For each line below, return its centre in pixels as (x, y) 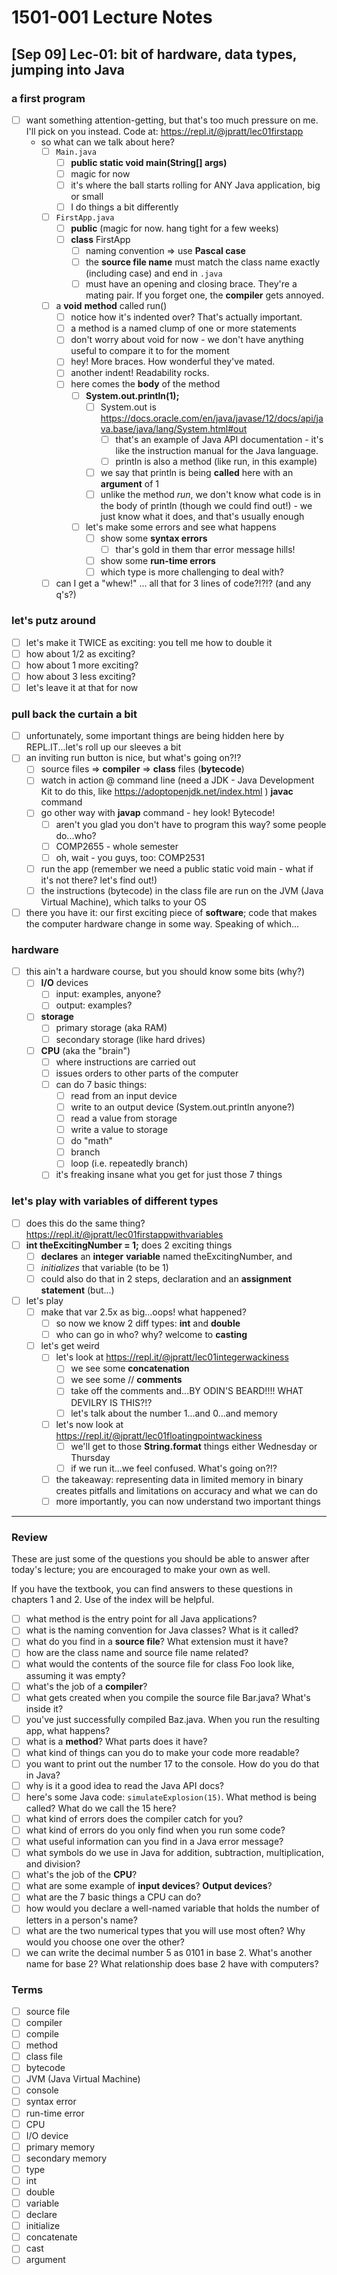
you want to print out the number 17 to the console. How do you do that (172, 1763)
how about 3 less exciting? (80, 676)
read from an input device (124, 1095)
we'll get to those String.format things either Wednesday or (194, 1446)
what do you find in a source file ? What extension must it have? (157, 1642)
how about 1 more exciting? (82, 665)
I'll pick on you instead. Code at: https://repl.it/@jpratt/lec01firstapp (164, 131)
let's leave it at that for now (82, 687)
